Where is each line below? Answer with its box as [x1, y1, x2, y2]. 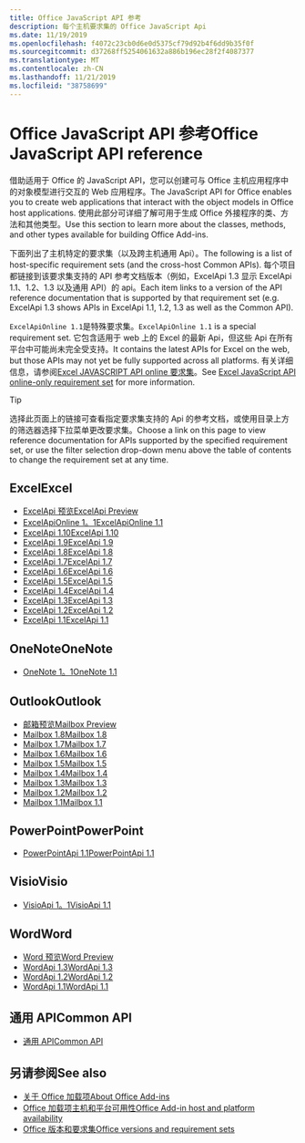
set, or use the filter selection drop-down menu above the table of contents [9, 444, 292, 455]
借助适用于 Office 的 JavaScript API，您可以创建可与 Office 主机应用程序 [9, 174, 281, 185]
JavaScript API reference [9, 143, 203, 164]
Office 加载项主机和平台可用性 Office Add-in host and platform [22, 1103, 255, 1114]
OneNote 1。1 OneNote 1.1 [22, 667, 117, 678]
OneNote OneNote [9, 640, 114, 657]
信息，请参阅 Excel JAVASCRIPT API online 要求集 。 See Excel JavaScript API [9, 366, 297, 377]
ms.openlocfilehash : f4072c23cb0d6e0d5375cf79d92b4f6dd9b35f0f [9, 38, 255, 48]
